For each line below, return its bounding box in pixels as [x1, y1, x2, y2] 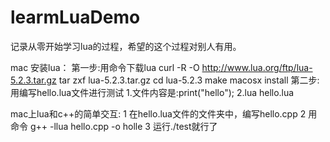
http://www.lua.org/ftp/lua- [201, 61, 313, 73]
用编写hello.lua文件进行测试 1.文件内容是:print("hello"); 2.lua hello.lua [10, 86, 295, 98]
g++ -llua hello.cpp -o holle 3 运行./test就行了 [29, 120, 218, 132]
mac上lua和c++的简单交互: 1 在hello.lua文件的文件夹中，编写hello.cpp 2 [10, 107, 307, 120]
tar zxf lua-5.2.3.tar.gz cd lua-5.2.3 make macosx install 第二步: [58, 74, 320, 86]
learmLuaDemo [10, 6, 141, 29]
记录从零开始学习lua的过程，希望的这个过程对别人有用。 [10, 40, 242, 52]
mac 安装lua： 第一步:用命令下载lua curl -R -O [10, 61, 200, 73]
